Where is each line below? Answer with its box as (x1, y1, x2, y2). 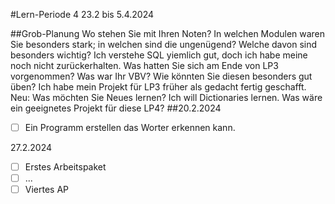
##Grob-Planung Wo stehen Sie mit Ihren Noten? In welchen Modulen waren (10, 28, 326, 39)
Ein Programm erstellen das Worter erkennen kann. (24, 122, 236, 133)
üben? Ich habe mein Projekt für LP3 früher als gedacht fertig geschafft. (10, 81, 307, 93)
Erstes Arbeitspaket (24, 161, 107, 173)
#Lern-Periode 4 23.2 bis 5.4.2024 (10, 9, 154, 20)
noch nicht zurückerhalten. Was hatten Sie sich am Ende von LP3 (10, 60, 279, 71)
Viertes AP (24, 184, 70, 196)
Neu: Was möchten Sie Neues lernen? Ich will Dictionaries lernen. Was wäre (10, 92, 323, 103)
